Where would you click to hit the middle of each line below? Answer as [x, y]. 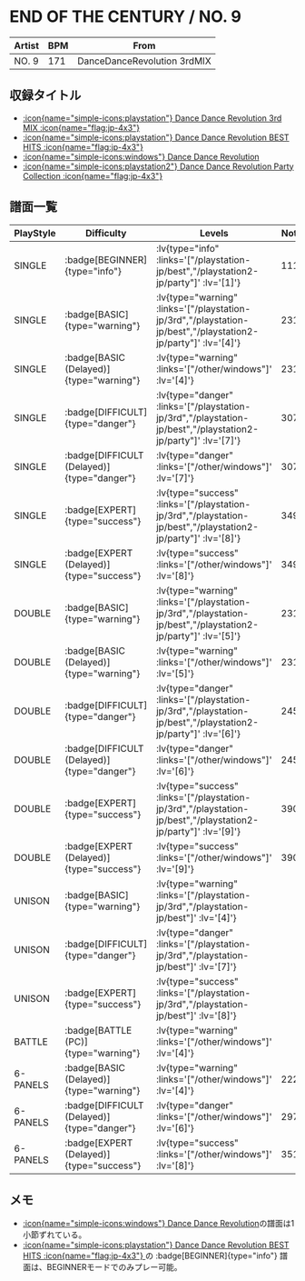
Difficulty [106, 233]
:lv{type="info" [187, 248]
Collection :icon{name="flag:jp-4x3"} [93, 175]
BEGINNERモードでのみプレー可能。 [115, 1267]
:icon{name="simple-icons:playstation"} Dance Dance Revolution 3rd [152, 118]
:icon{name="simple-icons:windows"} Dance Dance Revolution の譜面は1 [158, 1224]
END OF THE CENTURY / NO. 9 [126, 17]
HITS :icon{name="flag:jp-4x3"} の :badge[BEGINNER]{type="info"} [150, 1256]
